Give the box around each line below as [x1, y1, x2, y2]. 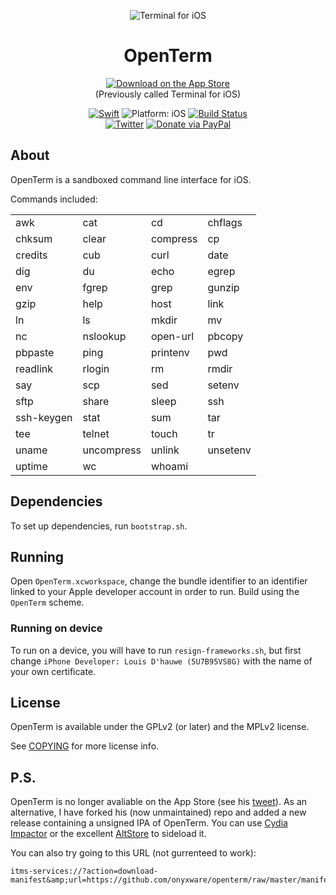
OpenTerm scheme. [10, 596, 85, 609]
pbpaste [15, 345, 55, 359]
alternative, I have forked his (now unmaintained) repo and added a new [10, 806, 307, 819]
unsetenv [207, 443, 252, 457]
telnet [82, 426, 110, 440]
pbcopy [207, 329, 244, 343]
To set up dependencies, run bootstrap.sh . [10, 520, 188, 532]
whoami [150, 459, 189, 473]
